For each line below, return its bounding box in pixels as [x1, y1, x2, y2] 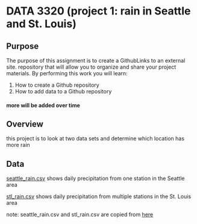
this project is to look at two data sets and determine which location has [6, 135, 185, 142]
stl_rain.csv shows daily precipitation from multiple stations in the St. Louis [6, 193, 192, 200]
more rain [6, 142, 30, 149]
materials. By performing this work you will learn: [6, 70, 128, 76]
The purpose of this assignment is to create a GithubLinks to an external [6, 57, 186, 64]
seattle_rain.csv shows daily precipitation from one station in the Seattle [6, 175, 185, 182]
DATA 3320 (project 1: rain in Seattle [6, 4, 191, 18]
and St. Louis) [6, 17, 77, 31]
